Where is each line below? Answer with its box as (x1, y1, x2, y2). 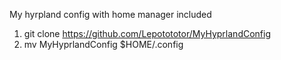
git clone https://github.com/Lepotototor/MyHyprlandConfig (23, 28, 271, 39)
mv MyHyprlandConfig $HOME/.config (23, 39, 184, 50)
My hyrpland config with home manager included (9, 9, 212, 20)
